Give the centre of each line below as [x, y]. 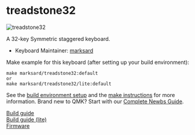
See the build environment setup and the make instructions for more [91, 95]
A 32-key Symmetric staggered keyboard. [58, 39]
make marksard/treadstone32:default [52, 73]
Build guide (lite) [26, 119]
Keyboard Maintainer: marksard [54, 50]
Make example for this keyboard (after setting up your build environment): [98, 62]
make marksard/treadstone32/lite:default [59, 84]
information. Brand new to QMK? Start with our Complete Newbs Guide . [95, 101]
